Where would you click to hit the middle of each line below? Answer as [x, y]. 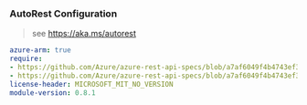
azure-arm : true [40, 50]
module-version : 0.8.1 [53, 93]
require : [26, 59]
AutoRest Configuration [64, 14]
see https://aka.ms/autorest [84, 34]
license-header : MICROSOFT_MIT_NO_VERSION [91, 84]
